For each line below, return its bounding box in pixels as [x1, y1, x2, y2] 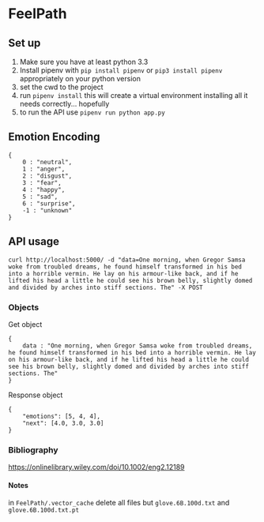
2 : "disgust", [22, 171, 73, 180]
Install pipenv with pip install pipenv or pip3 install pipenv [19, 66, 223, 75]
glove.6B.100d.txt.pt [8, 506, 80, 514]
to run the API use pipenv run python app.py [19, 107, 166, 117]
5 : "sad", [22, 193, 58, 201]
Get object [8, 319, 43, 329]
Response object [8, 390, 63, 400]
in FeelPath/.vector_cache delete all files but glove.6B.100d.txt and [8, 498, 230, 508]
